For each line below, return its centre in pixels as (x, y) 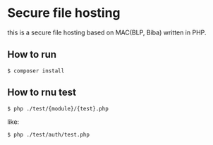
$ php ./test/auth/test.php (49, 134)
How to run (32, 55)
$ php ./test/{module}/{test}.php (58, 108)
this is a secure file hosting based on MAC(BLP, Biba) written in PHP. (107, 32)
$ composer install (36, 71)
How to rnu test (42, 93)
